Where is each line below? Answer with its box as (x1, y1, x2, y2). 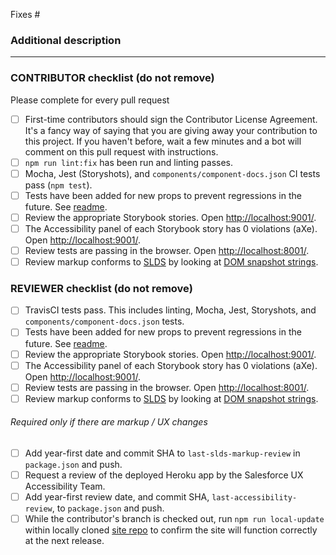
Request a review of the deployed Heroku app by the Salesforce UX (24, 469, 304, 481)
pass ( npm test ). (24, 179, 93, 191)
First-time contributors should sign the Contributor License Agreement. (24, 113, 318, 125)
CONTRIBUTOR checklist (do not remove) (10, 71, 215, 85)
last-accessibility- (211, 493, 298, 503)
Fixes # (10, 9, 41, 20)
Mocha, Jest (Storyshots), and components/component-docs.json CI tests (24, 167, 321, 179)
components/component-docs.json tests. (24, 315, 185, 328)
